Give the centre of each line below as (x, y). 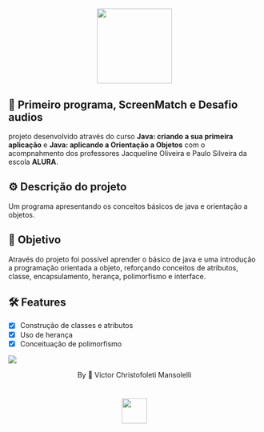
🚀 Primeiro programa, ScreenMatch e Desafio (123, 104)
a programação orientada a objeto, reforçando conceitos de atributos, (123, 267)
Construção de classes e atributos (76, 326)
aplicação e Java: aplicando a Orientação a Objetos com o (107, 145)
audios (26, 117)
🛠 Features (37, 303)
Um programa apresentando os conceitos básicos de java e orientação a (128, 206)
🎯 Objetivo (35, 240)
